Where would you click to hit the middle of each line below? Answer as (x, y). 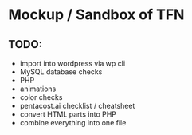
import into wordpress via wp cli (72, 63)
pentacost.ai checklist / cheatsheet (77, 106)
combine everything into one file (73, 123)
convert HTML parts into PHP (68, 114)
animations (38, 89)
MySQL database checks (61, 72)
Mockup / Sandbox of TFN (96, 15)
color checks (41, 97)
